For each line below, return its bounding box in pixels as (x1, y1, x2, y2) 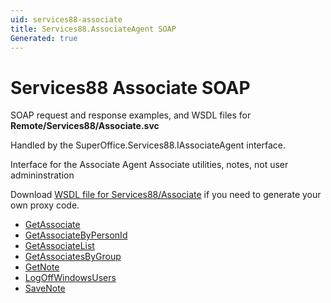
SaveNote (24, 282, 66, 295)
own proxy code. (10, 199, 80, 211)
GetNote (24, 261, 60, 273)
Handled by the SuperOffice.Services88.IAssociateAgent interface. (10, 139, 287, 151)
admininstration (10, 169, 75, 181)
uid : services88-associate (10, 14, 123, 25)
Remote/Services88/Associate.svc (10, 120, 160, 132)
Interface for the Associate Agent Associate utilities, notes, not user (10, 159, 289, 171)
